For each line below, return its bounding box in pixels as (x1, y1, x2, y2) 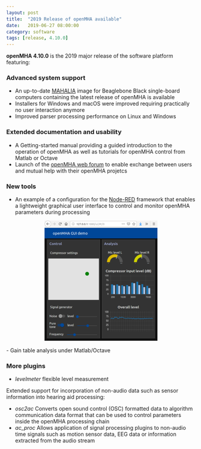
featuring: (6, 59, 31, 66)
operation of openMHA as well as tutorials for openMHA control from (14, 148, 186, 155)
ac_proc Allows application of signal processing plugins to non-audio (14, 424, 186, 432)
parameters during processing (14, 209, 90, 216)
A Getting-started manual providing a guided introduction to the (14, 141, 173, 148)
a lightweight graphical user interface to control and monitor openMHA (14, 202, 190, 210)
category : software (6, 29, 55, 35)
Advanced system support (6, 74, 86, 82)
